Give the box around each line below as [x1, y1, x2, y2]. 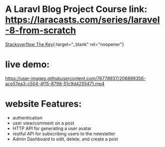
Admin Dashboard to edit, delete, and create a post [12, 136, 118, 142]
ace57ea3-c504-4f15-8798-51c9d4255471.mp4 [5, 80, 105, 86]
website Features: [5, 98, 82, 109]
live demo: [5, 59, 50, 70]
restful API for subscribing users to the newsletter [12, 130, 115, 136]
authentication [12, 114, 43, 120]
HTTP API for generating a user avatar [12, 125, 92, 131]
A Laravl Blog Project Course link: [5, 3, 147, 15]
